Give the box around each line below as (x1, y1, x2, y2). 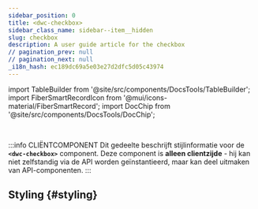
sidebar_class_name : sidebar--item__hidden (8, 26, 154, 34)
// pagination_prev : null (8, 48, 93, 56)
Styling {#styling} (8, 188, 98, 202)
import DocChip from (101, 101, 171, 110)
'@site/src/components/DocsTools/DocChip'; (8, 110, 155, 119)
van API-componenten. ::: (8, 165, 92, 174)
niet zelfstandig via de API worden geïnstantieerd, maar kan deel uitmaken (8, 157, 250, 166)
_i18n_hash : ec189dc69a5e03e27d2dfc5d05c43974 (8, 63, 164, 71)
